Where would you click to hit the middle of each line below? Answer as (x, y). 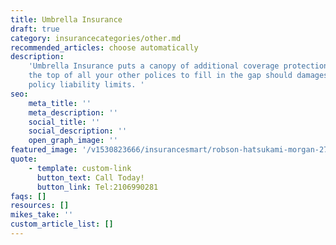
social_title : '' (64, 122)
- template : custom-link (80, 168)
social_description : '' (78, 131)
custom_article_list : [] (62, 224)
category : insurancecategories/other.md (96, 38)
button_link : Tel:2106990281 (97, 187)
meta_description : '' (73, 112)
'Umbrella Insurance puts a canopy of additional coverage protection (178, 66)
